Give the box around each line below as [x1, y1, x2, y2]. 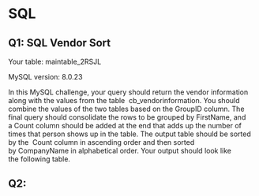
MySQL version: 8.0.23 [8, 72, 83, 81]
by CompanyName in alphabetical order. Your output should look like [8, 146, 231, 155]
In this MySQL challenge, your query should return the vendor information [8, 87, 249, 97]
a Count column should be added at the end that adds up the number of [8, 121, 242, 130]
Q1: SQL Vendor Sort [8, 36, 111, 50]
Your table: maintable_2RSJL [8, 57, 102, 66]
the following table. [8, 154, 71, 164]
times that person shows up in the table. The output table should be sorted [8, 129, 251, 139]
